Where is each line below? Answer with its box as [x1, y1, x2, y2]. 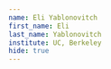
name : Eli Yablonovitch [8, 13, 98, 22]
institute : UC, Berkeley [8, 38, 102, 47]
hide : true [8, 47, 50, 56]
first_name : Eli [8, 22, 69, 30]
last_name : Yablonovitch [8, 30, 102, 39]
